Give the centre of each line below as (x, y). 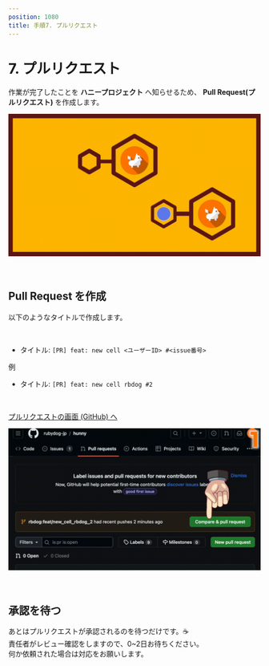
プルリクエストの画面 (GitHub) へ (63, 416)
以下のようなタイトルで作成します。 (68, 317)
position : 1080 (34, 17)
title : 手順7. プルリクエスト (53, 25)
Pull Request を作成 (57, 296)
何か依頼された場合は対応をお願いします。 (78, 654)
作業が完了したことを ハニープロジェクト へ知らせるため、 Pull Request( (128, 92)
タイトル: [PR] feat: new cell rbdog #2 (86, 384)
